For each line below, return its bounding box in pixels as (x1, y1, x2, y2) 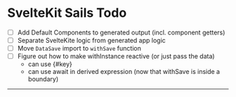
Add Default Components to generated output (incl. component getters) (17, 28, 225, 37)
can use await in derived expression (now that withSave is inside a (27, 67, 220, 76)
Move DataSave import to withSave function (17, 44, 142, 53)
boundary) (27, 75, 59, 84)
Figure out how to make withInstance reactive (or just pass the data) (17, 52, 216, 60)
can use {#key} (27, 60, 72, 68)
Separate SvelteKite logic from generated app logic (17, 37, 166, 44)
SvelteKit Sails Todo (7, 5, 127, 21)
